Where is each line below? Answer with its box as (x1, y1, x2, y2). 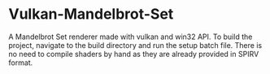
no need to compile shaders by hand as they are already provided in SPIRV (8, 49, 259, 59)
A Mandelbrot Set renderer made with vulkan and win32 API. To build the (8, 32, 253, 41)
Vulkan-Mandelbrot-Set (8, 5, 174, 24)
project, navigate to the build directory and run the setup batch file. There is (8, 40, 263, 50)
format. (8, 58, 33, 67)
